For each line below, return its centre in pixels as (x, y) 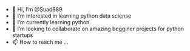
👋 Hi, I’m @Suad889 (37, 9)
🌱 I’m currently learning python (51, 22)
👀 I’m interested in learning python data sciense (72, 16)
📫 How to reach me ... (40, 42)
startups (22, 35)
